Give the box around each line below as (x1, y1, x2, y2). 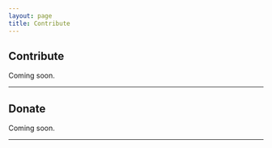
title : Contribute (8, 19, 70, 27)
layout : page (8, 11, 53, 20)
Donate (8, 102, 46, 116)
